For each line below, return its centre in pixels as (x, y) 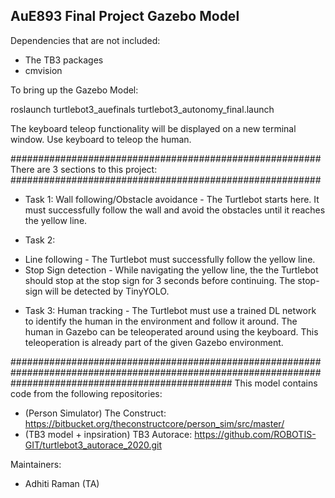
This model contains (276, 383)
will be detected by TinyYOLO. (107, 291)
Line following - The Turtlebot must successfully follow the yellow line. (170, 259)
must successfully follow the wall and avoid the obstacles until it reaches (175, 210)
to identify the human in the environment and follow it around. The (161, 321)
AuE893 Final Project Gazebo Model (125, 16)
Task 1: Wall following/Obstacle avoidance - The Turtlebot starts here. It (172, 199)
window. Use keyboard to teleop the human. (101, 139)
